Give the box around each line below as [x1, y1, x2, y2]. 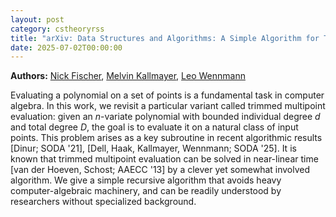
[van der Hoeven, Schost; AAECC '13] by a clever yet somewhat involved [10, 164, 311, 176]
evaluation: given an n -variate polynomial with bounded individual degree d [10, 111, 321, 123]
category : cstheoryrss [10, 24, 105, 34]
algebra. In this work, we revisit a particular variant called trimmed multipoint [10, 100, 326, 112]
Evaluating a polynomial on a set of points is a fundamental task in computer [10, 89, 325, 101]
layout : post [10, 14, 65, 25]
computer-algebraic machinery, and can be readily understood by [10, 185, 282, 197]
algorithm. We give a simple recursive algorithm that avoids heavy [10, 174, 282, 186]
